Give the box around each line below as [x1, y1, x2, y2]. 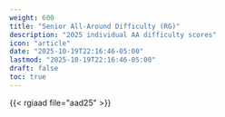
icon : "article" [9, 38, 71, 48]
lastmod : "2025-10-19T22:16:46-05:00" [9, 55, 156, 64]
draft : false [9, 64, 59, 73]
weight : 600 [9, 13, 54, 23]
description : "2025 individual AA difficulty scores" [9, 30, 218, 39]
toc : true [9, 73, 47, 82]
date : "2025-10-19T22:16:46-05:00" [9, 47, 144, 56]
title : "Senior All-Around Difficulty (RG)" [9, 22, 181, 31]
